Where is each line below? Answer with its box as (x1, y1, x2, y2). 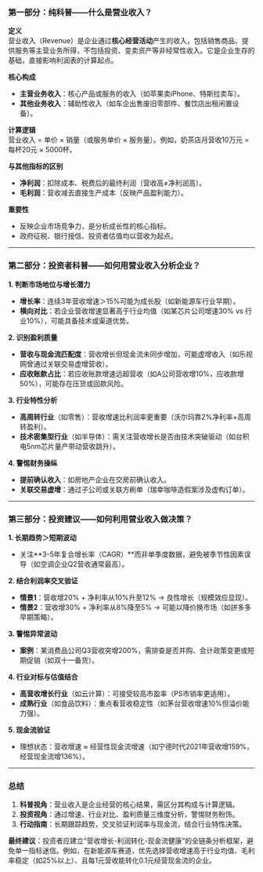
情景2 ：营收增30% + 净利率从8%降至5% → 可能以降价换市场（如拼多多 (19, 602, 252, 611)
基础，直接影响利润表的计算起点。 (8, 56, 118, 65)
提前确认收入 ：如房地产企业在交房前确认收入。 (19, 475, 171, 484)
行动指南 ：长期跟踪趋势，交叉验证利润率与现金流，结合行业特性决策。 (19, 819, 247, 829)
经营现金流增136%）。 (19, 751, 90, 761)
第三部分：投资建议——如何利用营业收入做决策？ (8, 513, 193, 524)
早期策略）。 (19, 612, 58, 622)
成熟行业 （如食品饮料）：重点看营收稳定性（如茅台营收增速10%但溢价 (19, 699, 243, 708)
